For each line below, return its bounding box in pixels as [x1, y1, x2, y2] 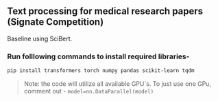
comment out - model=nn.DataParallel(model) [23, 87, 154, 95]
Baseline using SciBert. [7, 34, 73, 43]
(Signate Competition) [7, 16, 104, 28]
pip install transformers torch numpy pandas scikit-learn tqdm [7, 67, 195, 74]
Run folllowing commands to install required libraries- [7, 52, 190, 61]
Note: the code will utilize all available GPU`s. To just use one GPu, [23, 79, 211, 88]
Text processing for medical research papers [7, 5, 204, 17]
